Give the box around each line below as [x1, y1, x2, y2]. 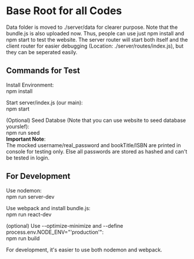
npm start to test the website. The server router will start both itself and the [6, 36, 188, 43]
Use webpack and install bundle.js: [6, 204, 91, 211]
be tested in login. [6, 154, 50, 161]
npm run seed [6, 129, 40, 136]
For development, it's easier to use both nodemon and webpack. [6, 246, 163, 253]
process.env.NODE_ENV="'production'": [6, 228, 104, 235]
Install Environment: [6, 81, 54, 88]
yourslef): [6, 122, 29, 130]
